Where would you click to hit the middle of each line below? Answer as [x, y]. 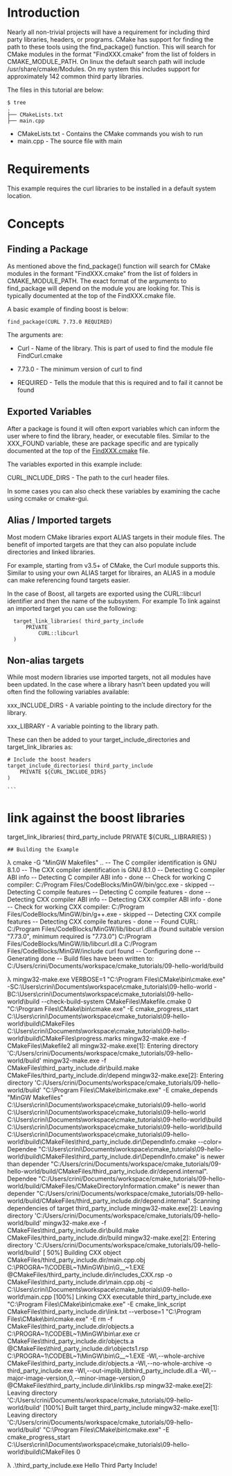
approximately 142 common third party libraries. [75, 76]
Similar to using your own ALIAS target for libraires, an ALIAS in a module [111, 573]
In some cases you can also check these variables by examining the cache [114, 491]
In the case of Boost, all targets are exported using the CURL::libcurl [104, 593]
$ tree [17, 102]
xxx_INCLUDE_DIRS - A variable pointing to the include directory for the [109, 705]
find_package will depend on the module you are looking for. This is [104, 288]
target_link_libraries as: [40, 747]
